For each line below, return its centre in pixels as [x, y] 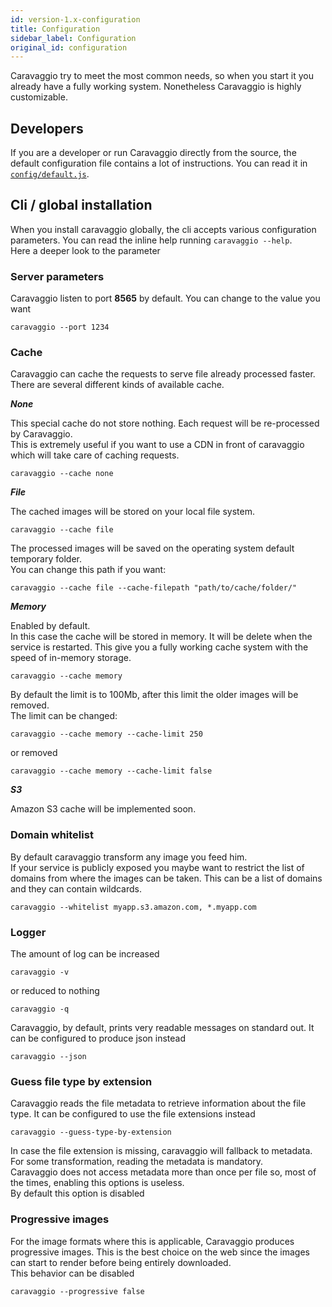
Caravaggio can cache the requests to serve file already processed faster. [163, 374]
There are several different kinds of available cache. [117, 385]
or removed [34, 753]
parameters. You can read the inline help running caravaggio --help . [151, 240]
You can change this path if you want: [88, 570]
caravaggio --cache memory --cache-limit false [111, 771]
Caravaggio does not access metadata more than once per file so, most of [163, 1172]
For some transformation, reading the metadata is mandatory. [137, 1162]
